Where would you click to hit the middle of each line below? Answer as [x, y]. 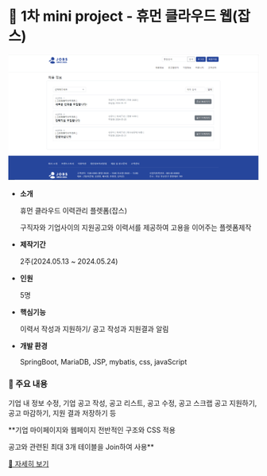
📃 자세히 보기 [29, 463]
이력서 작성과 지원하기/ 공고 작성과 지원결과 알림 [94, 329]
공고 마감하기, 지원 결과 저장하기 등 [62, 413]
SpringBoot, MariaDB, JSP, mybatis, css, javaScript [103, 362]
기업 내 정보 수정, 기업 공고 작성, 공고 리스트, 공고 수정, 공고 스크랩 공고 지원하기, [133, 403]
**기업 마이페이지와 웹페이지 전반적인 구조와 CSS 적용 [92, 430]
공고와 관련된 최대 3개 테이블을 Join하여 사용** [81, 447]
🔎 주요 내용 [28, 384]
